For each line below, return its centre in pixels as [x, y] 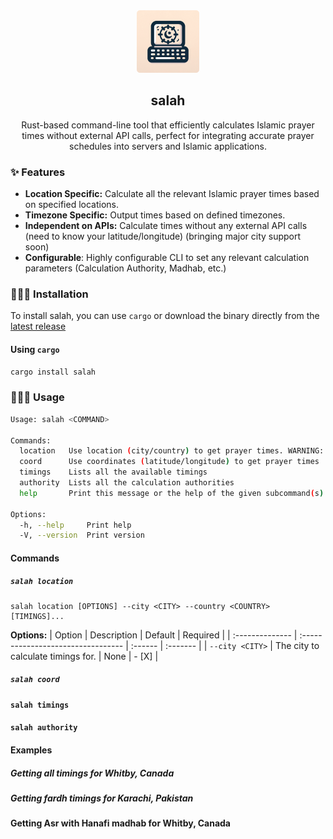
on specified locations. [71, 205]
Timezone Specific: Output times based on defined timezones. [155, 215]
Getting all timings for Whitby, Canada [92, 773]
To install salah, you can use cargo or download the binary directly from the [165, 316]
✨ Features [38, 172]
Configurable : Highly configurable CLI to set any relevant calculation [167, 258]
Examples [31, 750]
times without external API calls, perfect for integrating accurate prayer [168, 135]
